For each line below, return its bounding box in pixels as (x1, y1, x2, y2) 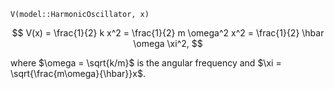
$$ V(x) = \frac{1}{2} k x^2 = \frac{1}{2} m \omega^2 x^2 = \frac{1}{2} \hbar (11, 27, 325, 39)
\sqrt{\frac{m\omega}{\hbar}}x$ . (10, 68, 146, 79)
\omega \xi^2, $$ (133, 38, 203, 49)
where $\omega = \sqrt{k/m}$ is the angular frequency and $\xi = (10, 57, 282, 69)
